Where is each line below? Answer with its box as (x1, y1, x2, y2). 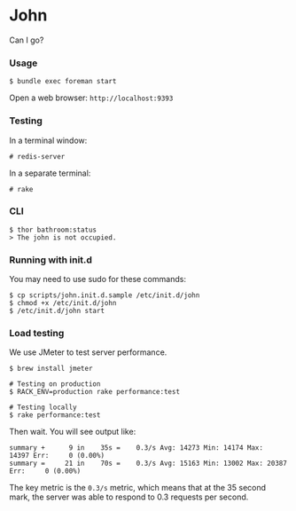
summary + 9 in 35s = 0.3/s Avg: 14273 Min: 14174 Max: (9, 444, 264, 452)
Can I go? (9, 35, 44, 45)
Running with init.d (9, 254, 93, 266)
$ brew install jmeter (9, 365, 93, 373)
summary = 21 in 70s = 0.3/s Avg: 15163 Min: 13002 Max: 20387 (9, 459, 288, 468)
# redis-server (9, 152, 66, 161)
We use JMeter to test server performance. (9, 347, 167, 358)
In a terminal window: (9, 135, 88, 145)
